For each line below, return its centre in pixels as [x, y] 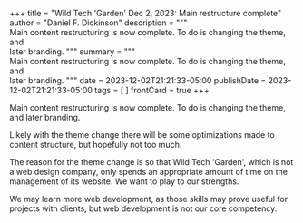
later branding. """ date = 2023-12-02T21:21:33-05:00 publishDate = [138, 80]
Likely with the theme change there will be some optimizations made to [142, 135]
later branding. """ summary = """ [73, 52]
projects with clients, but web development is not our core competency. [143, 208]
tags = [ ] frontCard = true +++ [152, 90]
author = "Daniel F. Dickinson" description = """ [98, 23]
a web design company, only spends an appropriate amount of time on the [149, 172]
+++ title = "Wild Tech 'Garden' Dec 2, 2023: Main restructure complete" [146, 13]
